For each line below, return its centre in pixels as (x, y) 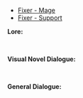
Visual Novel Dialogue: (41, 59)
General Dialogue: (34, 87)
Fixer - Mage (36, 10)
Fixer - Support (40, 18)
